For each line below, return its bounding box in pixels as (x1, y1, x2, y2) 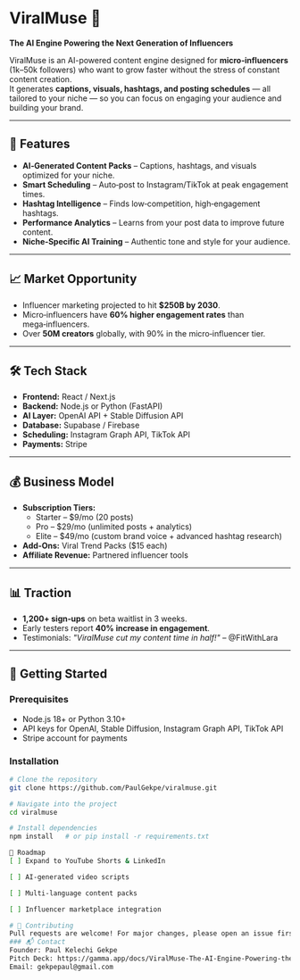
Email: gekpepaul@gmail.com (9, 962, 114, 971)
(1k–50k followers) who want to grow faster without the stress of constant (9, 64, 280, 75)
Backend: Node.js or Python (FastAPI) (21, 401, 163, 411)
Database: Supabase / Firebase (21, 419, 140, 431)
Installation (9, 754, 60, 767)
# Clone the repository (9, 775, 98, 784)
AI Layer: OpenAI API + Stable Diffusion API (21, 411, 184, 421)
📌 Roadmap (9, 848, 46, 858)
